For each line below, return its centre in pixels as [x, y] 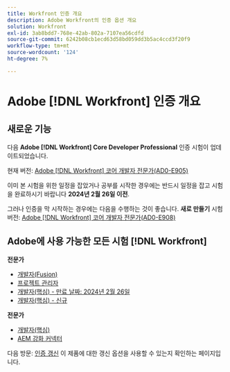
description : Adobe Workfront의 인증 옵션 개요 [72, 20]
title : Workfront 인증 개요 [45, 14]
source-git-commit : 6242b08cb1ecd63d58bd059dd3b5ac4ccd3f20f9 [99, 40]
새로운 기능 [29, 129]
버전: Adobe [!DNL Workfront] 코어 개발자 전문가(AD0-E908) [91, 217]
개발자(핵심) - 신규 [42, 300]
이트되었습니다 [27, 155]
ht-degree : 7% [28, 59]
